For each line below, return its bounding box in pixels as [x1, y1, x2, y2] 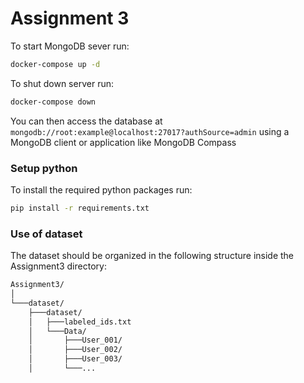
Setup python [10, 161, 78, 175]
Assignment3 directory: [10, 260, 107, 272]
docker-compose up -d [10, 59, 101, 69]
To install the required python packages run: [10, 183, 193, 196]
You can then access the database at [10, 115, 163, 127]
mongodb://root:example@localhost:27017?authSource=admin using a [10, 125, 290, 137]
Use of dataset [10, 227, 83, 241]
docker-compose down [10, 97, 97, 107]
